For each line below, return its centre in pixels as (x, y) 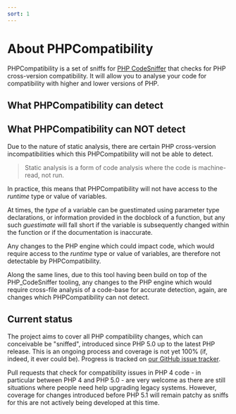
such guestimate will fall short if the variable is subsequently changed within (118, 225)
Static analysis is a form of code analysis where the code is (111, 167)
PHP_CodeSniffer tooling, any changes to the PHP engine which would (110, 282)
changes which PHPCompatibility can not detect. (79, 297)
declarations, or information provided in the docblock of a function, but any (116, 217)
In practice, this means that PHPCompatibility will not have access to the (112, 188)
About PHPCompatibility (80, 48)
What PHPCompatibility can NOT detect (97, 129)
